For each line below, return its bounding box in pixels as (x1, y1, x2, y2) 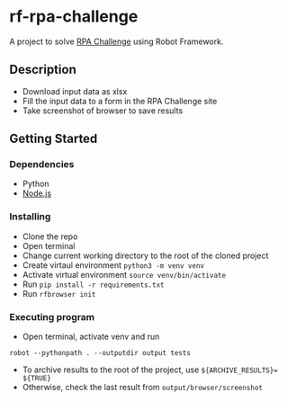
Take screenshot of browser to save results (22, 105, 184, 116)
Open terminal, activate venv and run (22, 331, 160, 343)
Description (9, 62, 76, 77)
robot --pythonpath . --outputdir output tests (9, 349, 192, 358)
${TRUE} (22, 374, 51, 383)
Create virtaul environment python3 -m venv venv (22, 259, 205, 271)
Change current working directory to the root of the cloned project (22, 250, 269, 261)
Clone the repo (22, 231, 78, 242)
